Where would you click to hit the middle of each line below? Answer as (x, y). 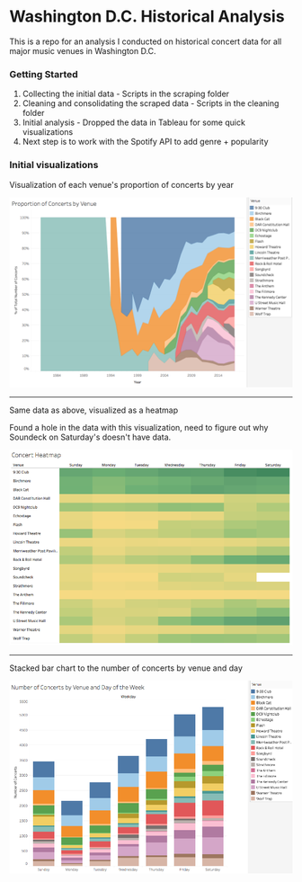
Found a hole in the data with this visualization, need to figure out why (139, 428)
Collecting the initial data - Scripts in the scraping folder (126, 94)
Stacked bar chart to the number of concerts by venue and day (126, 668)
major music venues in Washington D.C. (83, 50)
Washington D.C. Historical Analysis (147, 17)
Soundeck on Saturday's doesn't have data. (90, 437)
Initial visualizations (54, 165)
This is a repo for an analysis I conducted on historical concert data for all (146, 41)
